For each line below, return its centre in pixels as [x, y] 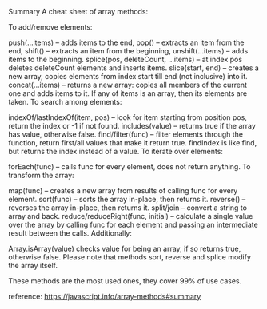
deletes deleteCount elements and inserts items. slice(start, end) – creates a [134, 68]
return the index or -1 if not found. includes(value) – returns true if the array [132, 126]
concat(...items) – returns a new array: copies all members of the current [128, 85]
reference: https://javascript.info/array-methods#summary [105, 296]
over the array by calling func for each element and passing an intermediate [133, 224]
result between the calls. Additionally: [70, 233]
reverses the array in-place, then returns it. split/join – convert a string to [128, 208]
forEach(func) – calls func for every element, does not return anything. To [130, 166]
